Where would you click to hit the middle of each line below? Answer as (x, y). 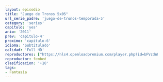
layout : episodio (23, 9)
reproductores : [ (23, 54)
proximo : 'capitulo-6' (28, 41)
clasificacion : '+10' (27, 63)
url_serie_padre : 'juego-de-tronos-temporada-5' (55, 18)
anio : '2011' (18, 32)
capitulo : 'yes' (21, 27)
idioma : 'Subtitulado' (28, 45)
